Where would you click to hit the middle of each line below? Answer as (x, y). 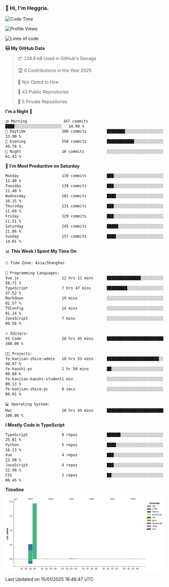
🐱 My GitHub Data (25, 48)
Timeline (15, 490)
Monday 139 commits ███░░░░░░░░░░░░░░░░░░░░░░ (84, 176)
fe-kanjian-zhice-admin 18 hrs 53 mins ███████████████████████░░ (84, 359)
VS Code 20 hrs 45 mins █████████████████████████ (84, 339)
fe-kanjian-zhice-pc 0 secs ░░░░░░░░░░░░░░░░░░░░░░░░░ (84, 389)
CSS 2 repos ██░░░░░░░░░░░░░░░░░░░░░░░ (84, 475)
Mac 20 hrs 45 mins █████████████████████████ (84, 411)
